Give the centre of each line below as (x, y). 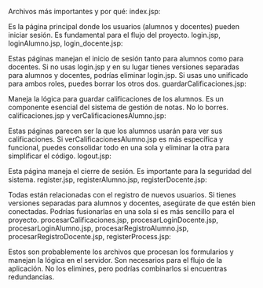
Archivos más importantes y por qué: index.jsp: (84, 11)
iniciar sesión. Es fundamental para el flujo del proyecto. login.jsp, (115, 35)
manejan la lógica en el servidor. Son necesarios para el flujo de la (115, 260)
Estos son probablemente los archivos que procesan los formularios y (121, 252)
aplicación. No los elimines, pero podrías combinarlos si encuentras (118, 268)
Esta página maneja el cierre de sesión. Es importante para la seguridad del (130, 171)
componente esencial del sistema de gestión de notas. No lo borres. (119, 107)
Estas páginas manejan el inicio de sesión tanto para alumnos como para (126, 59)
